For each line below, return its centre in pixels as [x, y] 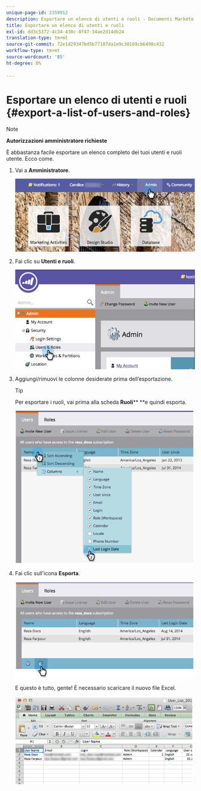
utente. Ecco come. [30, 159]
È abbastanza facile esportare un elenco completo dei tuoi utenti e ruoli [94, 152]
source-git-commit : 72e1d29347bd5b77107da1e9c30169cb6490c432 [85, 44]
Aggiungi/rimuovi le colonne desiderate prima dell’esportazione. [94, 379]
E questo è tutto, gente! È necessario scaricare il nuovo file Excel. [95, 688]
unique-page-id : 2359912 [37, 13]
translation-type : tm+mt [37, 38]
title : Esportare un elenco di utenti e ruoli [65, 25]
